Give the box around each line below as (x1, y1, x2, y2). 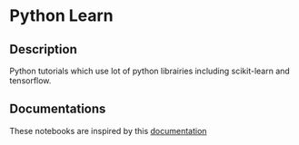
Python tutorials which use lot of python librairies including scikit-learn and (9, 65, 291, 76)
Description (9, 42, 77, 57)
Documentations (9, 101, 106, 117)
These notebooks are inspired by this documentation (9, 125, 207, 136)
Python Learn (9, 5, 114, 26)
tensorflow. (9, 75, 52, 86)
